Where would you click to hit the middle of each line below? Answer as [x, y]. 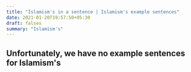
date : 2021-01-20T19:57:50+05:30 [48, 18]
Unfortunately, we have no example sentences [96, 53]
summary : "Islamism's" [35, 29]
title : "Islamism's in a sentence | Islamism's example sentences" [93, 12]
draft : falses [24, 23]
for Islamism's [34, 63]
